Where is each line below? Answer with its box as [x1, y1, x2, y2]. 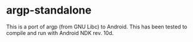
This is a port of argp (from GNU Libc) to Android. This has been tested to [6, 23, 188, 30]
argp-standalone [6, 4, 91, 17]
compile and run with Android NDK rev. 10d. [6, 29, 114, 36]
